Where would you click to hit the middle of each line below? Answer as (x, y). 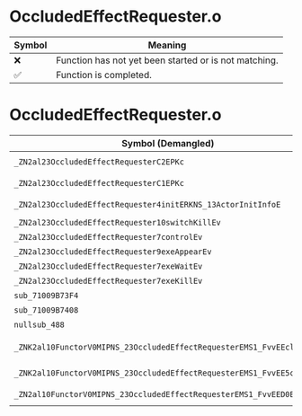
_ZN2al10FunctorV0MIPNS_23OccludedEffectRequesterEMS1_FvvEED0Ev (156, 394)
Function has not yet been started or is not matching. (167, 60)
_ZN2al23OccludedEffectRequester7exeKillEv (108, 281)
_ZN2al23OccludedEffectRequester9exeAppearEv (113, 252)
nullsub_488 (40, 324)
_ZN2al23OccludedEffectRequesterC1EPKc (99, 183)
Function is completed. (104, 75)
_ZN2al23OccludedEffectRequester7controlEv (108, 237)
